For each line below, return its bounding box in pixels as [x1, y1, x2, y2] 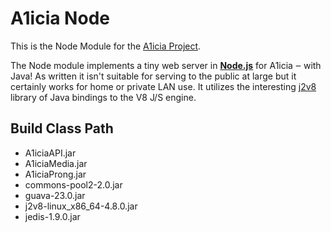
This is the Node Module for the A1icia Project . [10, 40, 202, 52]
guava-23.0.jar [24, 189, 86, 201]
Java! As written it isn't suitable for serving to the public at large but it [10, 70, 297, 82]
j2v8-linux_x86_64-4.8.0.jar [24, 200, 138, 212]
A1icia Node [10, 7, 110, 30]
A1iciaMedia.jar [24, 157, 88, 169]
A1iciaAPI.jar [24, 147, 77, 159]
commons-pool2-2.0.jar [24, 178, 123, 191]
